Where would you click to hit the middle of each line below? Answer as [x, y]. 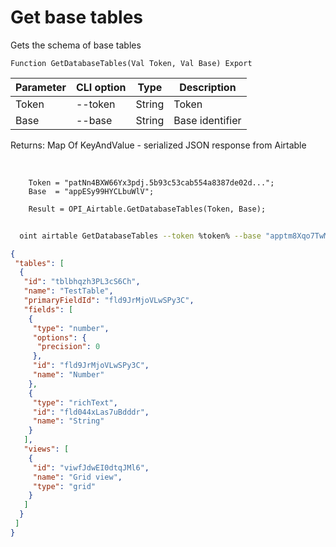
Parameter [41, 87]
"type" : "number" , [71, 328]
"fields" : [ [48, 309]
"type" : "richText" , [75, 402]
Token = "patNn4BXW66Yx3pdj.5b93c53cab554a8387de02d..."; [151, 182]
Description [208, 87]
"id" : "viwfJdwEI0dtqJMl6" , [91, 467]
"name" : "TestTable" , [68, 291]
